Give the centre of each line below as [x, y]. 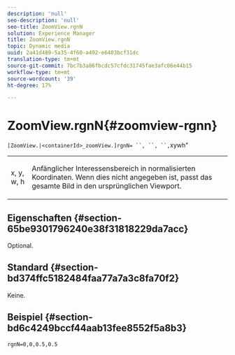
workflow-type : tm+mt [39, 72]
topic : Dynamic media [39, 46]
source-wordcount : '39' [42, 79]
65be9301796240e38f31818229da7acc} [98, 229]
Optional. [20, 246]
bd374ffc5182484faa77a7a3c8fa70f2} [93, 278]
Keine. [16, 295]
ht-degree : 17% [29, 85]
